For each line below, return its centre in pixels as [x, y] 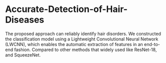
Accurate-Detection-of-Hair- [67, 9]
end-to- [152, 44]
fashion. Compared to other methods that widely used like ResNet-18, [85, 49]
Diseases [25, 20]
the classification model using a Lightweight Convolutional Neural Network [82, 39]
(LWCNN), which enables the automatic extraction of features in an [74, 44]
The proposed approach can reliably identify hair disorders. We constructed [83, 33]
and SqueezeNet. [23, 55]
